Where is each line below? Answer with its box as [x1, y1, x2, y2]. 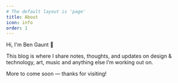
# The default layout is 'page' [6, 8, 86, 15]
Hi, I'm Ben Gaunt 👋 [6, 41, 54, 48]
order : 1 [6, 25, 28, 31]
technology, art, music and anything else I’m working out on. [6, 59, 154, 66]
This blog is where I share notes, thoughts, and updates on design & [6, 52, 172, 59]
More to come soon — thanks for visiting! [6, 70, 107, 77]
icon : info [6, 19, 33, 25]
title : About [6, 14, 38, 20]
